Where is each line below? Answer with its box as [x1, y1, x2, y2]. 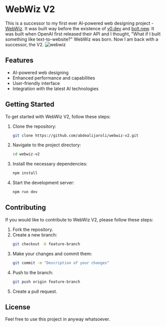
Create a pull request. [12, 288, 58, 294]
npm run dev [12, 190, 38, 195]
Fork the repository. [12, 226, 54, 232]
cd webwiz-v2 [12, 152, 40, 157]
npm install [12, 171, 38, 176]
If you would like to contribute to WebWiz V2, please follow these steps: [5, 216, 153, 222]
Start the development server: [12, 180, 75, 186]
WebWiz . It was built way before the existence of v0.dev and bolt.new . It [5, 25, 154, 31]
